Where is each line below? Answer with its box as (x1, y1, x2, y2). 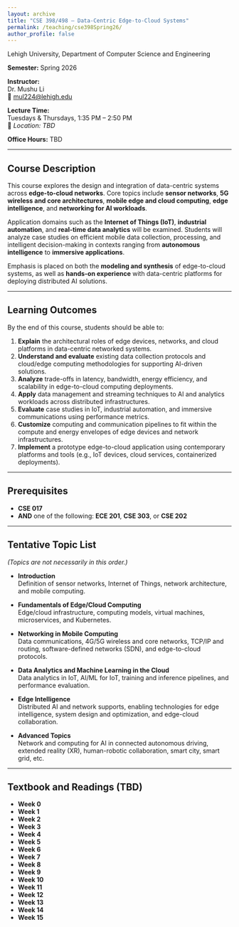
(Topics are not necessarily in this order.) (7, 558, 128, 566)
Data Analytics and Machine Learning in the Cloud (17, 666, 169, 674)
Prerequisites (7, 485, 68, 497)
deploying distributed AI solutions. (7, 277, 108, 285)
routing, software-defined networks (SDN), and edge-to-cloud (17, 645, 201, 653)
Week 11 (17, 883, 43, 891)
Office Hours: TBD (7, 135, 63, 144)
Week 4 (17, 830, 41, 839)
